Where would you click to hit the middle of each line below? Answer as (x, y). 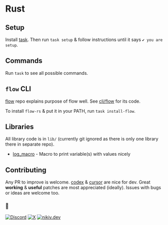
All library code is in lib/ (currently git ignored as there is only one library (82, 139)
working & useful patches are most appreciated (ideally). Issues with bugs (83, 188)
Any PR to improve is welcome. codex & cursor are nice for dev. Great (78, 182)
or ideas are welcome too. (32, 193)
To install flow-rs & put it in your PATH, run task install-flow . (70, 111)
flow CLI (18, 89)
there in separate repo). (30, 144)
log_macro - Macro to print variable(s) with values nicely (71, 154)
